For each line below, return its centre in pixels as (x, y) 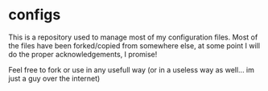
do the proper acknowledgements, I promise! (83, 54)
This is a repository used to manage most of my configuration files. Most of (133, 37)
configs (35, 15)
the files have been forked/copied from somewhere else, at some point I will (134, 45)
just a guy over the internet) (54, 78)
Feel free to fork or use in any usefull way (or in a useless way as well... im (132, 69)
